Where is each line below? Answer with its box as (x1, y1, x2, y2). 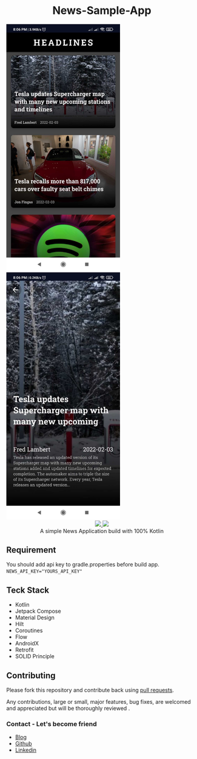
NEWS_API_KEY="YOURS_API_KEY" (6, 568, 83, 574)
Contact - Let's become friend (6, 720, 97, 728)
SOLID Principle (15, 653, 55, 660)
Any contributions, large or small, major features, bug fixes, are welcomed (6, 698, 191, 706)
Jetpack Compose (15, 608, 62, 615)
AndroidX (15, 640, 39, 647)
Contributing (6, 670, 56, 681)
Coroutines (15, 627, 43, 635)
